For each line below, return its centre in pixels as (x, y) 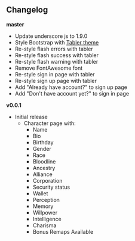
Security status (51, 187)
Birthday (43, 142)
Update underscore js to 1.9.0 (51, 36)
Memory (43, 206)
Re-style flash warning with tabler (56, 61)
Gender (42, 148)
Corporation (47, 180)
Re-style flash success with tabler (57, 55)
